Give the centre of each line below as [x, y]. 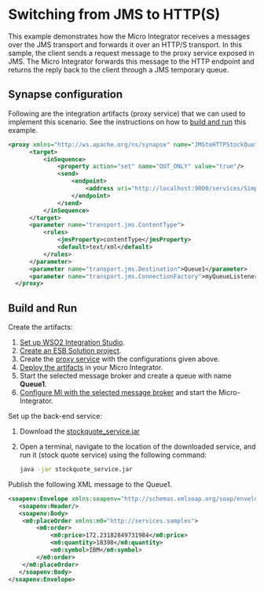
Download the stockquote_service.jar [79, 431]
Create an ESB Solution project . [70, 351]
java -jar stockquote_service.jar [76, 470]
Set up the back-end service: [55, 416]
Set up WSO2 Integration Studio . [72, 342]
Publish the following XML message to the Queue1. [90, 484]
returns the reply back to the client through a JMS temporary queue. [119, 69]
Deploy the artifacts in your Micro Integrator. [91, 368]
